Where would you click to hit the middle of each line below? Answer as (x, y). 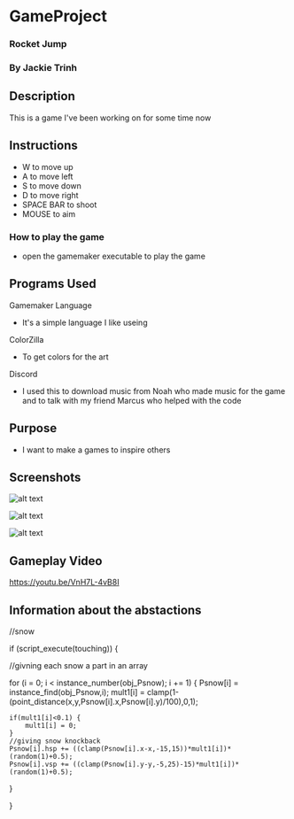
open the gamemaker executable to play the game (114, 256)
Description (42, 96)
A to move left (47, 176)
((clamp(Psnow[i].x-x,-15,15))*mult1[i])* (152, 749)
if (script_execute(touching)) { (64, 649)
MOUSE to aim (49, 213)
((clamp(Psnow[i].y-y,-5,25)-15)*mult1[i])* (156, 765)
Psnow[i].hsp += (39, 749)
